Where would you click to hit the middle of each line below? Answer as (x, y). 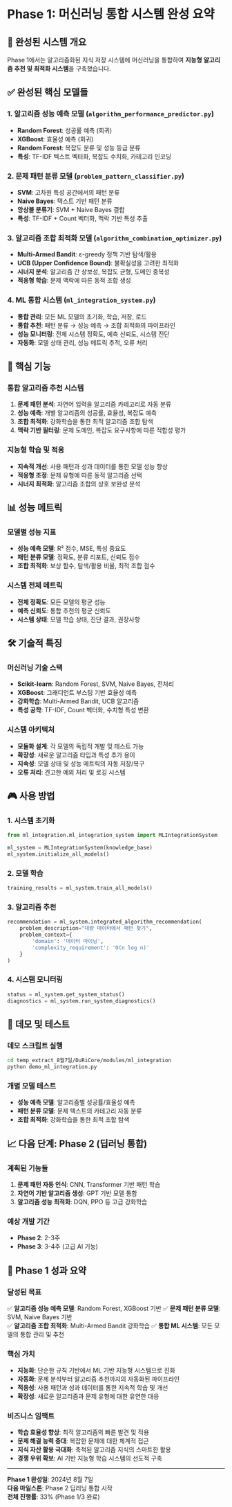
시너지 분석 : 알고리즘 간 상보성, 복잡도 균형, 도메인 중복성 (93, 272)
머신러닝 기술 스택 (35, 667)
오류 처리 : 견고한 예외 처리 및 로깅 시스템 (71, 772)
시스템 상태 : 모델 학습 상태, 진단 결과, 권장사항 (78, 619)
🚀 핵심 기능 (29, 366)
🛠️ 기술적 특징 (35, 643)
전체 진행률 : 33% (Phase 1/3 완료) (54, 1497)
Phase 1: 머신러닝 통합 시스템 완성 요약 (111, 14)
